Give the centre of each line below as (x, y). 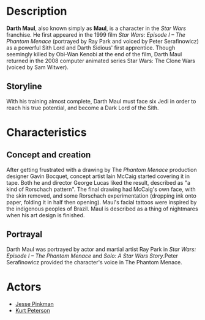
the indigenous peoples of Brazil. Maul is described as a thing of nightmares (102, 209)
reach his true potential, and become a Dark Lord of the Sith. (83, 108)
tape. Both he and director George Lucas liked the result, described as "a (99, 182)
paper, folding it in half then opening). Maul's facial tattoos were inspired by (102, 202)
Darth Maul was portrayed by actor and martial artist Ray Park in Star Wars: (101, 249)
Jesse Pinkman (34, 303)
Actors (24, 287)
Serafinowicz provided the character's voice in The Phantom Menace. (94, 262)
